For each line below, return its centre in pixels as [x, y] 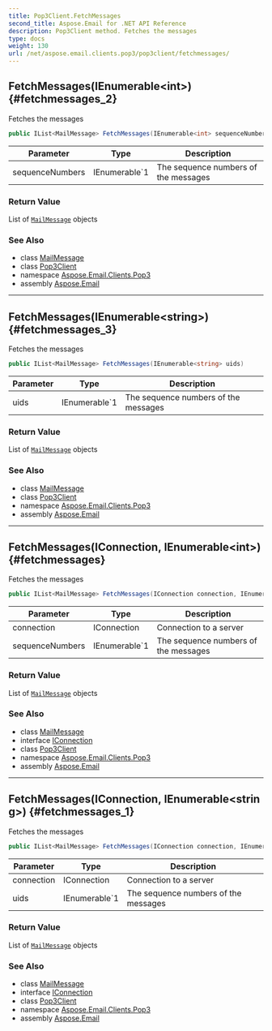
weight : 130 [28, 46]
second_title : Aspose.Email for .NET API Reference [97, 24]
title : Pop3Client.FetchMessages [65, 16]
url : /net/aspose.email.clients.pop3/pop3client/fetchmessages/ [119, 54]
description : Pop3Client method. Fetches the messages [103, 31]
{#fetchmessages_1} [82, 812]
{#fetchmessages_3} [63, 329]
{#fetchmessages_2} [63, 99]
